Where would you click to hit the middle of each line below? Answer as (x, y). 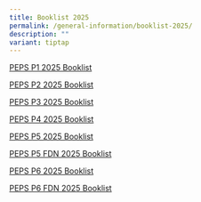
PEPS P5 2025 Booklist (51, 137)
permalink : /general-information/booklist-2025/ (101, 26)
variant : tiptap (39, 42)
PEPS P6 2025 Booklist (52, 171)
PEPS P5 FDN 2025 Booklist (60, 154)
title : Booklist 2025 (49, 17)
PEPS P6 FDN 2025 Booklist (61, 189)
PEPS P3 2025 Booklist (52, 102)
